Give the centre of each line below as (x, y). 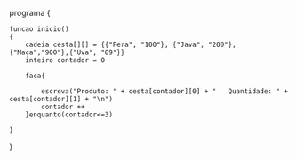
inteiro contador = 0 (65, 60)
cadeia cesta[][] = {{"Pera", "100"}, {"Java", (115, 44)
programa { (30, 13)
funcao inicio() (39, 29)
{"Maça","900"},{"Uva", (53, 52)
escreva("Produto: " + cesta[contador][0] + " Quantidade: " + (165, 92)
